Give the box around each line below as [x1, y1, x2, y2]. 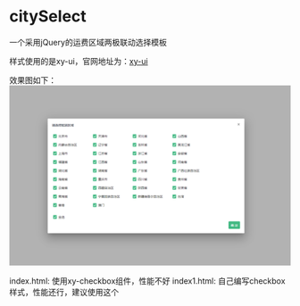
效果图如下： [9, 74, 56, 86]
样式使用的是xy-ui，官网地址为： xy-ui [9, 55, 149, 66]
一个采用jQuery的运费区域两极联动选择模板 [9, 37, 167, 47]
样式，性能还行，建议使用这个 [9, 286, 119, 297]
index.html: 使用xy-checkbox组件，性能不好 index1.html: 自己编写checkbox [9, 275, 286, 286]
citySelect [9, 6, 87, 27]
